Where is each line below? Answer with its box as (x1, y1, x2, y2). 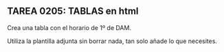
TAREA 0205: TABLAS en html (7, 5, 139, 17)
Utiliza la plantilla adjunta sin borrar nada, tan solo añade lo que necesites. (7, 37, 218, 45)
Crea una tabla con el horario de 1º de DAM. (7, 23, 132, 31)
